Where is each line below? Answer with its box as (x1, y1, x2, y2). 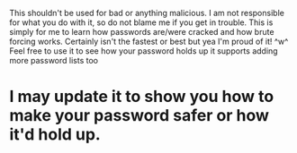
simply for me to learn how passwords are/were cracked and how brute (9, 27, 274, 37)
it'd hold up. (9, 124, 101, 145)
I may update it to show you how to (9, 87, 274, 106)
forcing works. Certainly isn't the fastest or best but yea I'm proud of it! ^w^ (9, 36, 289, 47)
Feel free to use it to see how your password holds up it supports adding (9, 46, 278, 56)
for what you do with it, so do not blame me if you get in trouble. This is (9, 17, 274, 28)
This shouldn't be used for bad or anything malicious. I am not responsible (9, 8, 285, 18)
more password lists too (9, 55, 99, 65)
